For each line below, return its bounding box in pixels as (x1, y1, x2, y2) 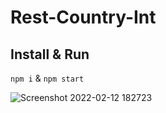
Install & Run (10, 46, 90, 63)
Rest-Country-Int (10, 6, 157, 29)
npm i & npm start (10, 72, 85, 84)
